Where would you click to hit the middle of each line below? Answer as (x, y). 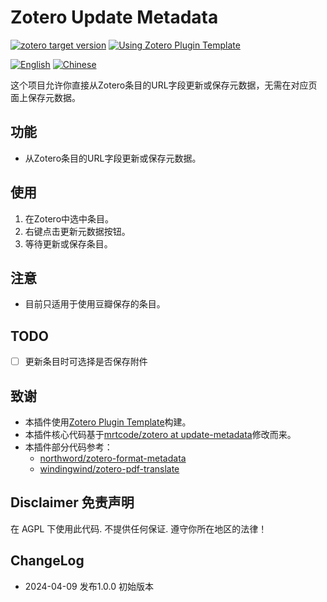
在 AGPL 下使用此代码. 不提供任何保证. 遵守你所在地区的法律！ (139, 528)
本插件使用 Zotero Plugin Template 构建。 (108, 422)
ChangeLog (47, 561)
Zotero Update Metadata (114, 17)
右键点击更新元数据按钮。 (77, 231)
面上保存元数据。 (45, 97)
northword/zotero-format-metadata (113, 458)
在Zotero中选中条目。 (69, 218)
